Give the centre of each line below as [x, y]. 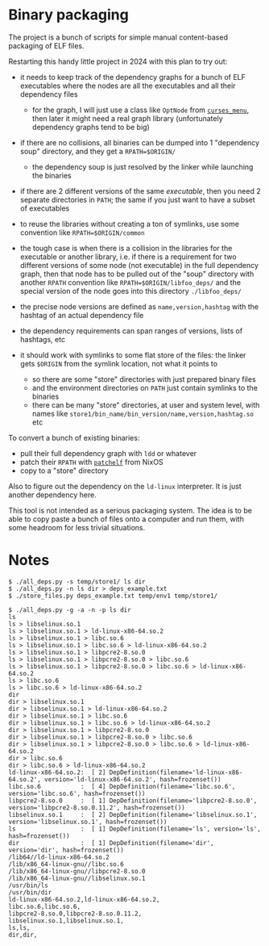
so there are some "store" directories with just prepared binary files [144, 379]
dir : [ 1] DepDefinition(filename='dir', [112, 843]
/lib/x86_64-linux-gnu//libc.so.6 [66, 864]
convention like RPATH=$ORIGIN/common [82, 232]
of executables [45, 208]
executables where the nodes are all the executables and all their [128, 86]
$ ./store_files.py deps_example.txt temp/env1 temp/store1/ [113, 596]
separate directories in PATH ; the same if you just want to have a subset [137, 199]
